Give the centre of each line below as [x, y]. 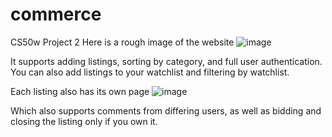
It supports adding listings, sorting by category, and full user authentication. [166, 61]
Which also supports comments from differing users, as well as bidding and [166, 110]
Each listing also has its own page [80, 91]
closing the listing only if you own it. [84, 121]
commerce [56, 14]
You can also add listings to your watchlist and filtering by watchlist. [150, 72]
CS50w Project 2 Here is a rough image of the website [122, 42]
